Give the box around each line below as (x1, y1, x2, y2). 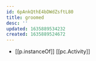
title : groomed (6, 14, 44, 21)
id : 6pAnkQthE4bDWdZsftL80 (6, 8, 74, 15)
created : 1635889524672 (6, 31, 66, 37)
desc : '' (6, 20, 28, 26)
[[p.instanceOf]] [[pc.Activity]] (14, 48, 91, 55)
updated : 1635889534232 (6, 25, 66, 32)
